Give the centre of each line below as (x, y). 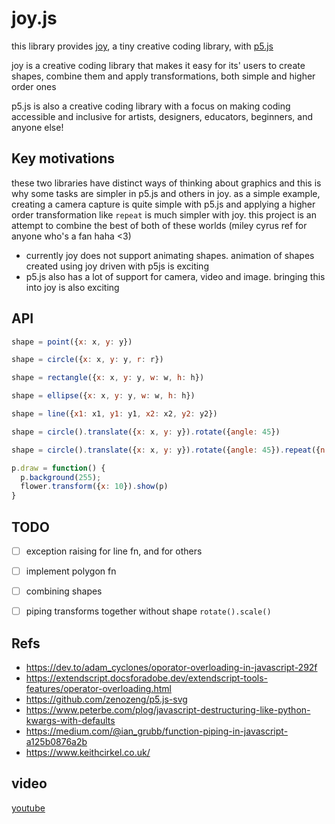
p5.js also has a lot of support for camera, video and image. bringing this (175, 276)
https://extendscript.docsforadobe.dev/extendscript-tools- (147, 678)
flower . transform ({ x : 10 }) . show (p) (94, 487)
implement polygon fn (71, 571)
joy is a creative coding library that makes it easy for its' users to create (158, 65)
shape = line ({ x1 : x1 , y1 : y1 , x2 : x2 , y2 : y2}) (114, 414)
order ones (34, 86)
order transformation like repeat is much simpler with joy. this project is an (164, 214)
